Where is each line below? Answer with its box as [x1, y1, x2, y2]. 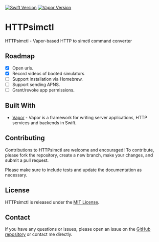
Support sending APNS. [12, 81, 60, 88]
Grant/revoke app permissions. [12, 87, 75, 93]
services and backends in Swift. [12, 120, 77, 126]
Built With [5, 102, 36, 110]
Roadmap [5, 52, 35, 61]
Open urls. [12, 65, 34, 71]
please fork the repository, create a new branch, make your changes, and [5, 152, 153, 158]
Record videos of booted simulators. [12, 70, 86, 76]
